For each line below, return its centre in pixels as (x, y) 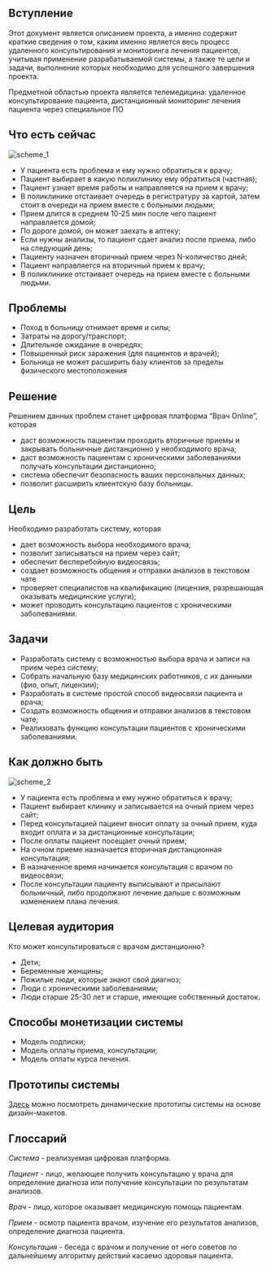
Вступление (41, 13)
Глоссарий (38, 1138)
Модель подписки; (52, 1042)
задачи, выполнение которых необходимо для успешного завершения (131, 68)
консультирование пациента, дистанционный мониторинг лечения (125, 100)
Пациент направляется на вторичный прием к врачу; (113, 265)
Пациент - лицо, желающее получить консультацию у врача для (121, 1174)
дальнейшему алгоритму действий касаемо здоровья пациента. (121, 1255)
